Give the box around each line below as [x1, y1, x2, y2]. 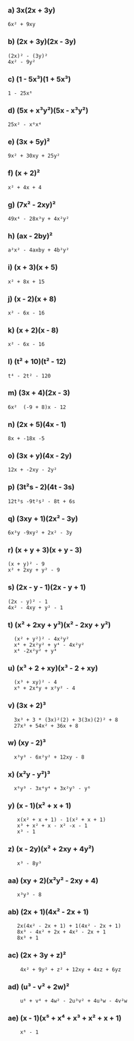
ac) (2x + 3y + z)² [8, 951, 67, 960]
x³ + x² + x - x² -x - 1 [16, 822, 88, 829]
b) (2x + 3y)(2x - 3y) [8, 37, 77, 47]
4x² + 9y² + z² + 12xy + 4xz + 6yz [20, 966, 122, 973]
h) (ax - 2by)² [8, 232, 53, 241]
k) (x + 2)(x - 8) [8, 325, 59, 334]
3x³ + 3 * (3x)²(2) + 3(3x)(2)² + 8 [14, 716, 118, 723]
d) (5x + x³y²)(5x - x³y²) [8, 106, 89, 115]
